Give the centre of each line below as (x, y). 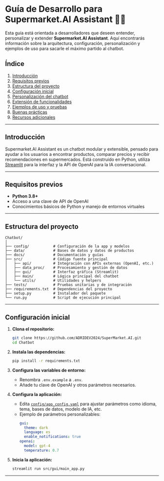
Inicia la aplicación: (32, 459)
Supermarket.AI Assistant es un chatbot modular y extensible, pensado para (82, 149)
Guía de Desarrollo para (54, 9)
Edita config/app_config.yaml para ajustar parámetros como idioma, (88, 404)
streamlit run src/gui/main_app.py (48, 469)
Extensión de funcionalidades (42, 102)
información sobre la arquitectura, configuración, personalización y (73, 43)
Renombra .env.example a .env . (51, 379)
